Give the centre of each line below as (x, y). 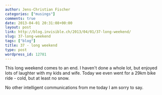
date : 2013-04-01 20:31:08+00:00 (39, 23)
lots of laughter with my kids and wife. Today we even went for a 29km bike (81, 73)
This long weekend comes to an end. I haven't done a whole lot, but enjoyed (81, 68)
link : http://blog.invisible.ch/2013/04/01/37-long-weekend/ (68, 32)
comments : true (20, 18)
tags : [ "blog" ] (20, 41)
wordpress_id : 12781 (26, 54)
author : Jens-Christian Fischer (38, 9)
